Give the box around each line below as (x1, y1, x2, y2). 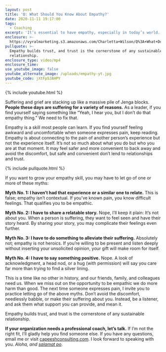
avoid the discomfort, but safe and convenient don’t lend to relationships (5, 150, 153, 156)
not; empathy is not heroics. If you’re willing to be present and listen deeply (5, 240, 159, 246)
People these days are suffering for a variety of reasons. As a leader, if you (5, 104, 161, 110)
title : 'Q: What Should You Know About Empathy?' (5, 12, 110, 17)
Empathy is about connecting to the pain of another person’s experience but (5, 135, 160, 141)
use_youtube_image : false (5, 67, 58, 72)
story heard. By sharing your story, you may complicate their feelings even (5, 220, 157, 226)
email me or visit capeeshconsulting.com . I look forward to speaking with (5, 336, 154, 342)
